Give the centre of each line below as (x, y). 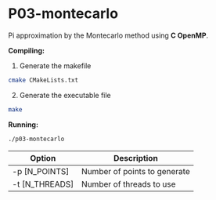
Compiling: (27, 50)
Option (43, 158)
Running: (23, 124)
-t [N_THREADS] (43, 184)
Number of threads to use (128, 184)
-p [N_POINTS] (41, 171)
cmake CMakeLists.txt (43, 80)
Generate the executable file (65, 95)
